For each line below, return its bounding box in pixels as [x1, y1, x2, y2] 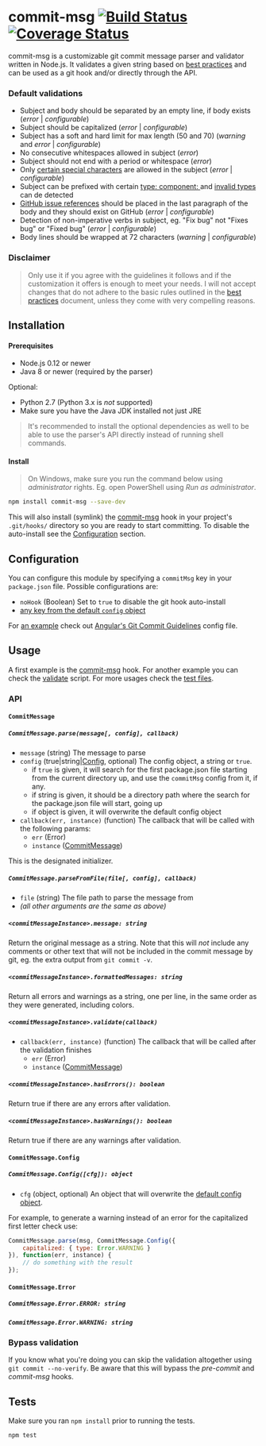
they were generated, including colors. [8, 1001, 135, 1010]
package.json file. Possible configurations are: [8, 582, 159, 592]
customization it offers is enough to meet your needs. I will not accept [27, 279, 256, 288]
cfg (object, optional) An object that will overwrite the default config [19, 1189, 242, 1198]
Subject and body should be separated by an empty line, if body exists [19, 106, 252, 115]
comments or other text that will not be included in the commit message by [8, 947, 253, 956]
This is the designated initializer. [8, 856, 114, 866]
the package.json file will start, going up [31, 799, 163, 808]
